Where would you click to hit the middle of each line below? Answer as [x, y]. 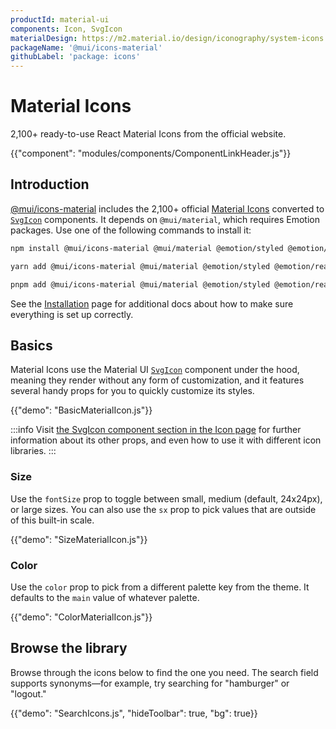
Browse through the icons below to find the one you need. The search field [164, 672]
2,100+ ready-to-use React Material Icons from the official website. [148, 134]
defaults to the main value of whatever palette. [105, 597]
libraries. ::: [33, 451]
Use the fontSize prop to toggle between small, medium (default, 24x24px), [166, 498]
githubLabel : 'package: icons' [75, 57]
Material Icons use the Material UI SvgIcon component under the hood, [155, 370]
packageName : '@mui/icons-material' [86, 47]
